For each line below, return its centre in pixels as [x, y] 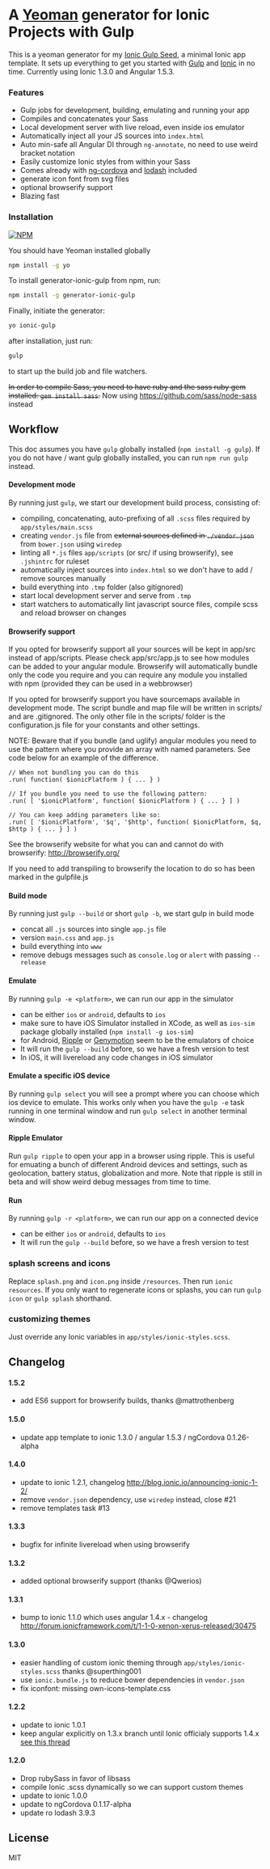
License [29, 1838]
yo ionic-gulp [32, 326]
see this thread [45, 1742]
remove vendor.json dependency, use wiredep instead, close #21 [128, 1499]
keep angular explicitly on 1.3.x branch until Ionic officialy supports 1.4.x [139, 1733]
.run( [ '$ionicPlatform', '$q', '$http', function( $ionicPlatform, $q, [135, 822]
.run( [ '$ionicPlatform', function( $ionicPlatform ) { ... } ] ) [124, 801]
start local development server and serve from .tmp [105, 596]
